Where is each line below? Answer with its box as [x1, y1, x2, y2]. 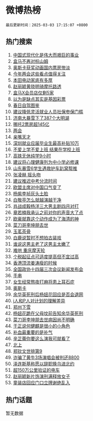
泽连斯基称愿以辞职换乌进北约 [12, 360, 74, 367]
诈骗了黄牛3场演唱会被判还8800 [12, 354, 79, 360]
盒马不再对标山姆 [12, 58, 48, 64]
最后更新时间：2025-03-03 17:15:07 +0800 [5, 22, 88, 28]
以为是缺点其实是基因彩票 [12, 96, 66, 102]
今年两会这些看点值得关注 [12, 71, 66, 77]
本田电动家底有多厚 [12, 77, 53, 83]
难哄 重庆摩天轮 [12, 247, 45, 253]
